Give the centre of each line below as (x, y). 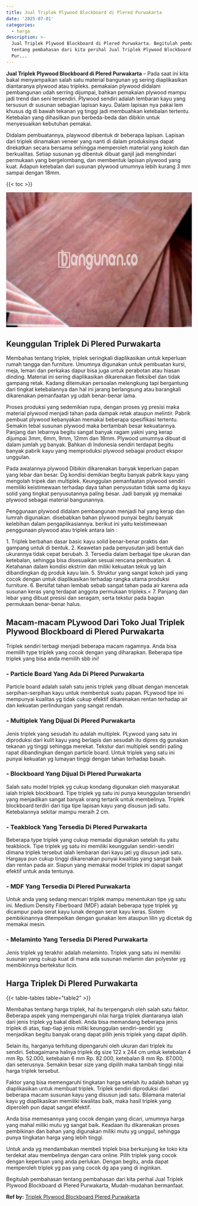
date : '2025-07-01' (30, 19)
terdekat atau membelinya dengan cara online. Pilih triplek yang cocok (91, 1155)
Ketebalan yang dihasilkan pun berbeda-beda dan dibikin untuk (83, 117)
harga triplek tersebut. (33, 1070)
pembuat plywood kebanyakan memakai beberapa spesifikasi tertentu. (92, 420)
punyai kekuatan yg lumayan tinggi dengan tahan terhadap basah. (86, 759)
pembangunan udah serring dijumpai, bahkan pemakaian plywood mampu (96, 92)
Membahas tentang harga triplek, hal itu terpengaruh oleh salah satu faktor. (98, 1009)
